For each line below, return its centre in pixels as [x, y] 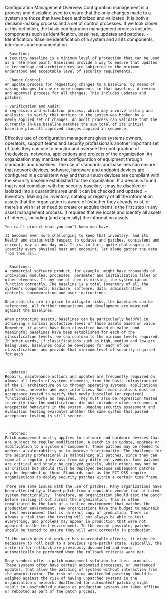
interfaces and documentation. [37, 44]
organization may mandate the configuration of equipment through [74, 159]
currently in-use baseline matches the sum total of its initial [74, 124]
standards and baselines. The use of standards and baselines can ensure [80, 164]
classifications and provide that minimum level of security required [80, 350]
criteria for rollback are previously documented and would [69, 548]
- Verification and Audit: [33, 106]
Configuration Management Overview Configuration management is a [77, 7]
